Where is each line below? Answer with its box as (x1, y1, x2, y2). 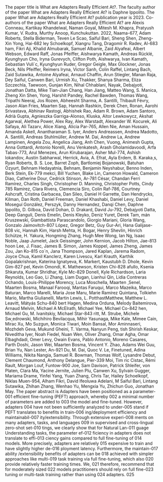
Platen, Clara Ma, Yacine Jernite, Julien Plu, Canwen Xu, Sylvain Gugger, (5, 368, 151, 373)
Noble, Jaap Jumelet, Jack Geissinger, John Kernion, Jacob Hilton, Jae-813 (5, 238, 157, 243)
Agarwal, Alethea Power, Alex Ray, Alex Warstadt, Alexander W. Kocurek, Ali (5, 118, 157, 124)
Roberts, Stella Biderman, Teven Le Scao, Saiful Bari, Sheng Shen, (5, 35, 138, 41)
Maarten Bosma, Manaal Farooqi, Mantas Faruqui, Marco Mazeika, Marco (5, 285, 152, 290)
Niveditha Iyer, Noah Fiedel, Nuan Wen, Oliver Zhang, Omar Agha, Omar (5, 331, 149, 337)
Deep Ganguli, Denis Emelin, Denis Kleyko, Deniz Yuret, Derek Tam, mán (5, 212, 150, 218)
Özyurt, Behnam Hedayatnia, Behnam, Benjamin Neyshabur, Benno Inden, (5, 165, 153, 171)
